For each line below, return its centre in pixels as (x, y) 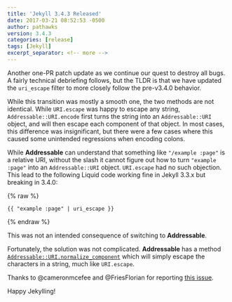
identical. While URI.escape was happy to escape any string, (94, 109)
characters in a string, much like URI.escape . (71, 263)
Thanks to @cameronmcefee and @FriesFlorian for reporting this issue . (110, 277)
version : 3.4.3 (29, 33)
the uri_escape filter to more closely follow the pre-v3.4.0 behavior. (104, 88)
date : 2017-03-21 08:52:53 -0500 (56, 20)
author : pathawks (33, 27)
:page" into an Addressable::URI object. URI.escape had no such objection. (115, 167)
